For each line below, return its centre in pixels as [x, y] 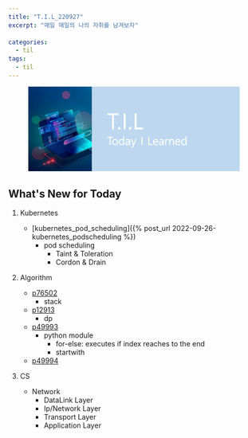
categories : [28, 42]
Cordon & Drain [81, 262]
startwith [70, 352]
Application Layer [73, 425]
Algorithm [36, 278]
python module [69, 335]
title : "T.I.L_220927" [46, 17]
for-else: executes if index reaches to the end [130, 344]
